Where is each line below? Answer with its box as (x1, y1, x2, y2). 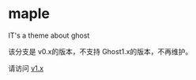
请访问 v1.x (8, 64, 44, 73)
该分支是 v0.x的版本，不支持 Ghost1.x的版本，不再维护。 (8, 46, 193, 56)
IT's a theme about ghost (8, 31, 90, 40)
